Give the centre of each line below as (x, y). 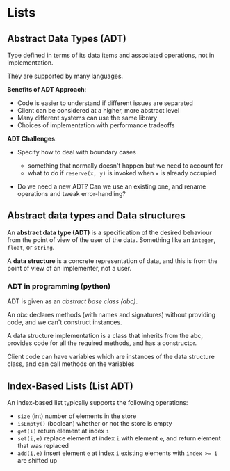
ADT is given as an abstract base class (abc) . (72, 301)
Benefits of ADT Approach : (47, 89)
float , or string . (31, 247)
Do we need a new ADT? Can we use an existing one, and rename (112, 186)
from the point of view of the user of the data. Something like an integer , (112, 240)
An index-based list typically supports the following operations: (98, 402)
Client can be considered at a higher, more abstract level (98, 110)
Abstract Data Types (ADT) (67, 39)
